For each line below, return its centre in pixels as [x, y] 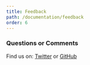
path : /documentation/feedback [45, 17]
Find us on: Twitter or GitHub [42, 56]
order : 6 [17, 22]
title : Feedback [26, 12]
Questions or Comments [42, 43]
